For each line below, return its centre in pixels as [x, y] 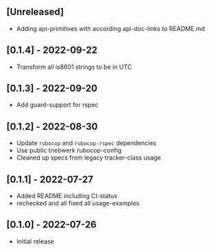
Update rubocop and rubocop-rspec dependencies [86, 143]
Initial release [35, 241]
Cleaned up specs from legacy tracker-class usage [89, 157]
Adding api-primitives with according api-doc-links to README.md [110, 28]
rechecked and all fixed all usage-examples [78, 204]
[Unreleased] [35, 12]
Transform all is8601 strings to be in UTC [74, 67]
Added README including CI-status [67, 196]
